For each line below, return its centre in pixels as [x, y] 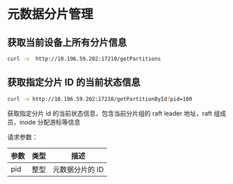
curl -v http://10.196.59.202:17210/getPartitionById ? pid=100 [100, 99]
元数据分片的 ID [78, 169]
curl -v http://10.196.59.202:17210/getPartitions [84, 59]
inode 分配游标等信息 [50, 122]
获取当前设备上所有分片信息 [67, 42]
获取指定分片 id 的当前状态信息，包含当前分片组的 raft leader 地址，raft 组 [114, 113]
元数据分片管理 [50, 14]
